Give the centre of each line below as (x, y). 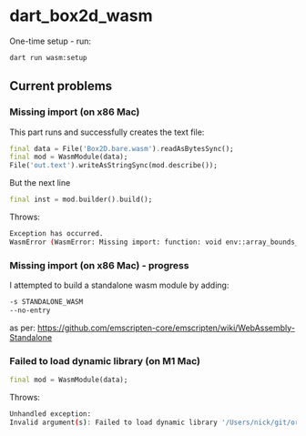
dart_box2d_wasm (81, 16)
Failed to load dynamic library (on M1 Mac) (105, 360)
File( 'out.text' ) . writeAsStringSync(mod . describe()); (114, 166)
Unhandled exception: (51, 414)
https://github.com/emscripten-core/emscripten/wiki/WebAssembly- (167, 328)
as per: (23, 328)
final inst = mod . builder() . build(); (81, 200)
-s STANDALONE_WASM (46, 302)
